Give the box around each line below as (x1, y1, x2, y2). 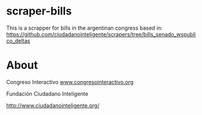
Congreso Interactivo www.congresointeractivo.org (6, 78, 134, 85)
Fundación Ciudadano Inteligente (6, 90, 89, 97)
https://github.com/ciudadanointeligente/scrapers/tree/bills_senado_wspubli (6, 30, 196, 38)
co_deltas (6, 37, 31, 44)
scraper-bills (6, 4, 72, 18)
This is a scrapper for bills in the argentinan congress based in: (6, 24, 163, 31)
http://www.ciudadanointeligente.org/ (6, 102, 99, 109)
